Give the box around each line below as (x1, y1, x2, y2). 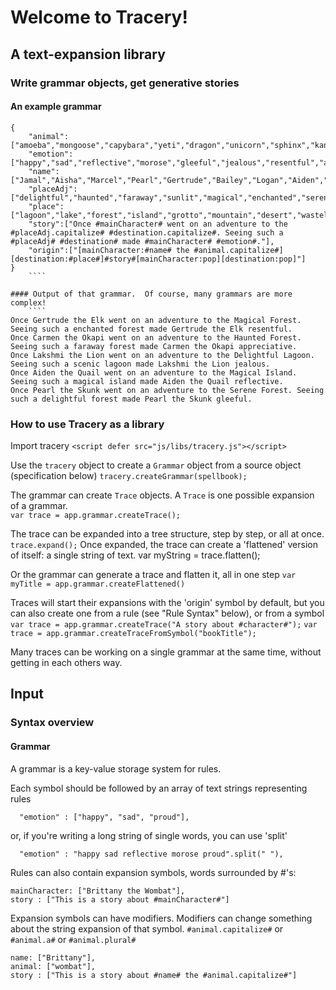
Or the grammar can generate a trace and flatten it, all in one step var (10, 569, 297, 580)
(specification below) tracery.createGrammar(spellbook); (10, 470, 248, 481)
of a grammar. (10, 500, 68, 511)
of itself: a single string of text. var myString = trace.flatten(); (10, 549, 261, 561)
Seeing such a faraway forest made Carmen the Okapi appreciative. (10, 341, 298, 351)
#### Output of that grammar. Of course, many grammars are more (10, 289, 293, 299)
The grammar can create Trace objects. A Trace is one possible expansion (10, 489, 315, 501)
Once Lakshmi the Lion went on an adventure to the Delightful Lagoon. (10, 350, 315, 360)
